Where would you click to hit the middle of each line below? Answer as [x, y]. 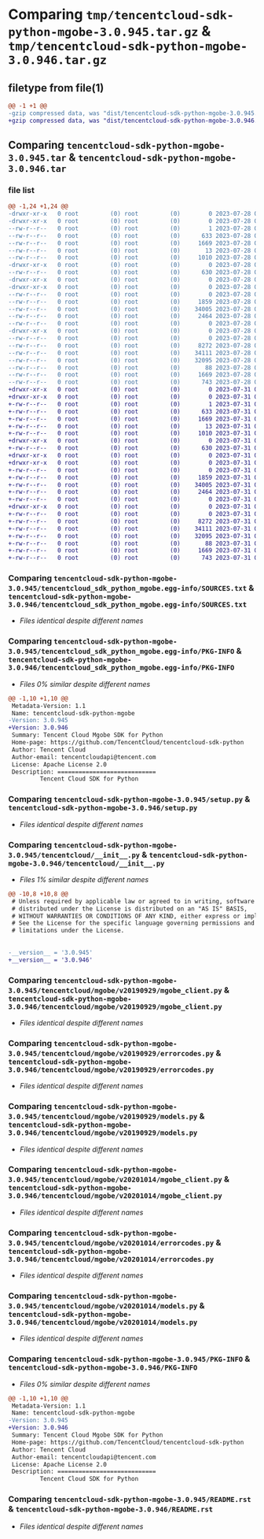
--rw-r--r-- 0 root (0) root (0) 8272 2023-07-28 [130, 345]
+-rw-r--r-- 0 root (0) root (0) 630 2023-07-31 [130, 448]
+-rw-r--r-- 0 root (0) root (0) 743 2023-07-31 [130, 558]
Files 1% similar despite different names [84, 879]
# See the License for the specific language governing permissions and [133, 923]
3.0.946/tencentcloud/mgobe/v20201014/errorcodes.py [111, 1259]
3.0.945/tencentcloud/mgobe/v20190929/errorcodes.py [111, 1053]
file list [22, 190]
